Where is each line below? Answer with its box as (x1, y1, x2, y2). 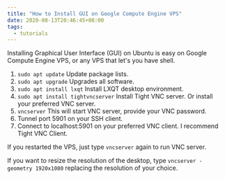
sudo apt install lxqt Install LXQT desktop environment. (17, 85, 184, 93)
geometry (7, 165, 33, 172)
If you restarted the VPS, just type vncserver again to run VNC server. (7, 143, 207, 151)
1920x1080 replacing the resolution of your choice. (35, 164, 178, 172)
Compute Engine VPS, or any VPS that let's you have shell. (7, 57, 176, 65)
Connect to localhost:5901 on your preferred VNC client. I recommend (17, 122, 219, 130)
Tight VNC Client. (17, 129, 68, 138)
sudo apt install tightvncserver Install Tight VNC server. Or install (17, 92, 213, 101)
